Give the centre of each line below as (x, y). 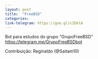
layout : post (18, 9)
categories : (17, 18)
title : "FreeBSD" (23, 14)
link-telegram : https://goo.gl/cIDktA (44, 23)
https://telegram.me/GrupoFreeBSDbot (44, 42)
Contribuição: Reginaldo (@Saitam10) (42, 51)
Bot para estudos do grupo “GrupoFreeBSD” (49, 37)
